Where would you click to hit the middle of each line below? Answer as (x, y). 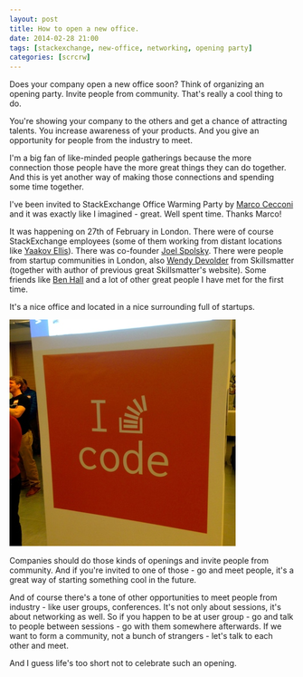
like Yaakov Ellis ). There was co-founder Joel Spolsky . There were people (147, 251)
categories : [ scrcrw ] (50, 58)
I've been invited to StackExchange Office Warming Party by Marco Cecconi (151, 205)
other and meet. (39, 646)
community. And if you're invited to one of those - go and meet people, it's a (151, 570)
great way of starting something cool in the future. (103, 580)
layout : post (34, 19)
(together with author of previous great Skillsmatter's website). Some (138, 270)
